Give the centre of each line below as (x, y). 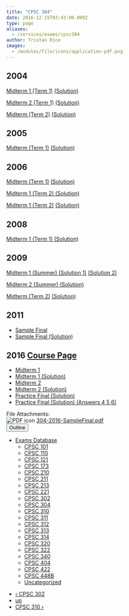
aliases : (17, 29)
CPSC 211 (36, 479)
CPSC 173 (36, 466)
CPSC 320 (37, 544)
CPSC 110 (36, 453)
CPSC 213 (37, 485)
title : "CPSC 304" (29, 12)
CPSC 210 (37, 473)
